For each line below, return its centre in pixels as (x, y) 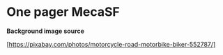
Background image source (46, 31)
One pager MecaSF (63, 12)
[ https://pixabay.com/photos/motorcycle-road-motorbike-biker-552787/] (111, 44)
